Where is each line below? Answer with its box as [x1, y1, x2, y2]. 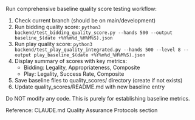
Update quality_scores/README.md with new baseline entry [14, 83, 165, 90]
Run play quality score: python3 [14, 41, 92, 47]
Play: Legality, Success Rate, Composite [23, 70, 125, 78]
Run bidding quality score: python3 [14, 24, 101, 30]
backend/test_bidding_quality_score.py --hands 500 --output [14, 30, 173, 36]
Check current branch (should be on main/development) [14, 17, 156, 24]
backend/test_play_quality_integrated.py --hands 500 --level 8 [14, 47, 181, 53]
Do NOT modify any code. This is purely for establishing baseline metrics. [5, 95, 190, 102]
